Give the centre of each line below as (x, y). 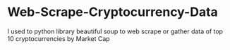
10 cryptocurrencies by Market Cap (59, 38)
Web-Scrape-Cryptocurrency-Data (113, 12)
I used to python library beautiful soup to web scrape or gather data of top (115, 31)
